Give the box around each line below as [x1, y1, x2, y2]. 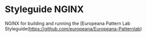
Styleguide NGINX [5, 4, 84, 15]
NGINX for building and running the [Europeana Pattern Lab [5, 20, 131, 26]
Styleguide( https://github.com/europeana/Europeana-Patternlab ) [5, 25, 142, 31]
